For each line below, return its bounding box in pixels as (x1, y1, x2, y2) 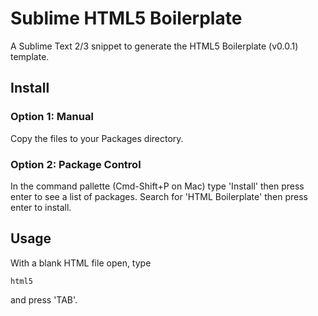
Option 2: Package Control (10, 157, 142, 171)
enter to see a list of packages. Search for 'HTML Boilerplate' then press (10, 190, 308, 202)
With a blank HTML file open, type (10, 257, 152, 269)
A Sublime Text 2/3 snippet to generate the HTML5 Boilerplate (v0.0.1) (10, 40, 299, 52)
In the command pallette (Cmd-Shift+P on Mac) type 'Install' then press (10, 180, 305, 192)
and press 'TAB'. (10, 293, 78, 306)
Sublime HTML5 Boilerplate (10, 7, 243, 30)
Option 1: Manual (10, 110, 94, 124)
